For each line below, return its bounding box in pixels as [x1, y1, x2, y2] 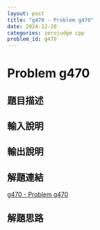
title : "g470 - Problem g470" [7, 17, 94, 23]
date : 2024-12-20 [7, 23, 57, 30]
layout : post [7, 10, 45, 17]
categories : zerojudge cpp [7, 29, 85, 37]
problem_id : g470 [7, 36, 57, 43]
